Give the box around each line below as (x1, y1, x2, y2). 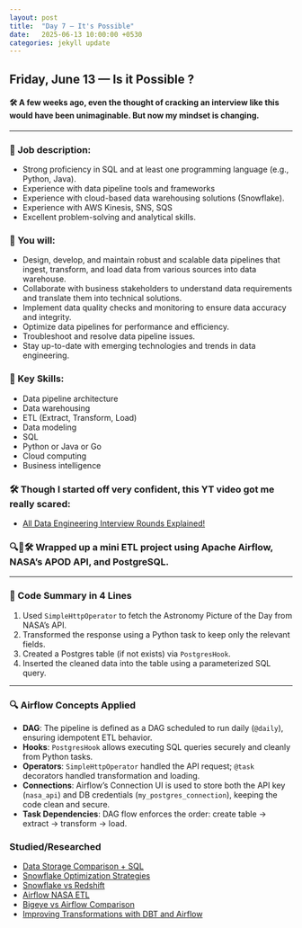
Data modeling (22, 422, 77, 433)
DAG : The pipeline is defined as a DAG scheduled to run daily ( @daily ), (22, 722, 284, 733)
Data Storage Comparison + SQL (22, 861, 144, 872)
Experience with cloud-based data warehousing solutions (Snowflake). (22, 192, 285, 203)
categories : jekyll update (9, 38, 111, 48)
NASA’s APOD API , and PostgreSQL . (9, 555, 169, 567)
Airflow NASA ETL (22, 889, 90, 900)
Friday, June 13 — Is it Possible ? (9, 71, 195, 86)
